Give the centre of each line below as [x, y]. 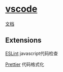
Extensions [23, 40]
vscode [21, 9]
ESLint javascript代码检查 [32, 53]
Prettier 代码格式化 [25, 64]
